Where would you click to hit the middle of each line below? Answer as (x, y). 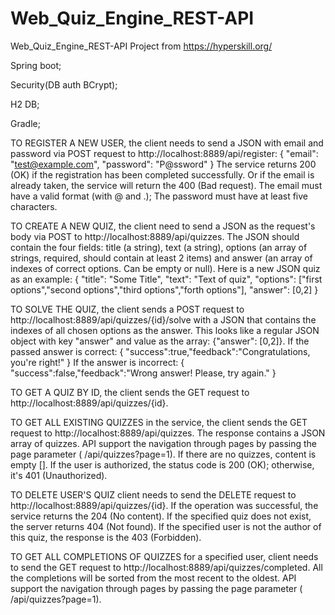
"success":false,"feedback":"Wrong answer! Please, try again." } (143, 373)
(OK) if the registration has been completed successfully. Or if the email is (162, 174)
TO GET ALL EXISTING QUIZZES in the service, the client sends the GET (159, 422)
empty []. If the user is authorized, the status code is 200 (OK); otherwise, (162, 464)
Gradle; (25, 123)
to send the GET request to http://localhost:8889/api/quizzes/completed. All (166, 567)
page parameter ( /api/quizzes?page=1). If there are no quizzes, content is (163, 454)
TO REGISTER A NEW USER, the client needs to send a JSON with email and (167, 143)
